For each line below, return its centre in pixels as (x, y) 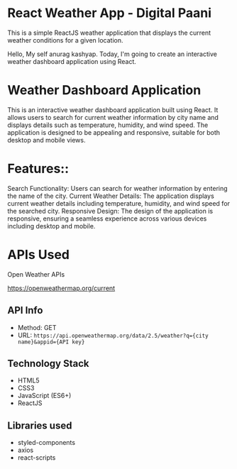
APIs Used (38, 255)
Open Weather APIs (36, 274)
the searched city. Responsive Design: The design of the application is (110, 211)
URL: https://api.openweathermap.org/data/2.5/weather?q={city (113, 335)
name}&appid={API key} (51, 342)
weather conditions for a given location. (65, 40)
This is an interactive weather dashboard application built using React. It (113, 110)
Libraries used (40, 425)
